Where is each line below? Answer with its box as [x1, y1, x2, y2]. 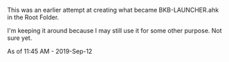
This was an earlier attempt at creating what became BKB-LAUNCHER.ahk [7, 6, 219, 14]
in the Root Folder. [7, 13, 59, 21]
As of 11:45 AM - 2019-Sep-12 [7, 48, 93, 55]
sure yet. [7, 34, 33, 42]
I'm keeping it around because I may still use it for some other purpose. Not [7, 27, 223, 34]
